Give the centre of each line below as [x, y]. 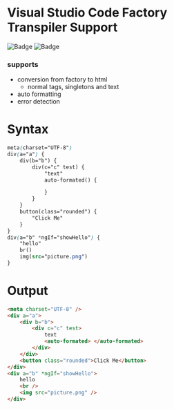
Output [28, 291]
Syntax [28, 130]
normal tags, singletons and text [73, 87]
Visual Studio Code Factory [87, 13]
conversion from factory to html [62, 79]
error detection [39, 102]
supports [23, 64]
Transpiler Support [62, 27]
